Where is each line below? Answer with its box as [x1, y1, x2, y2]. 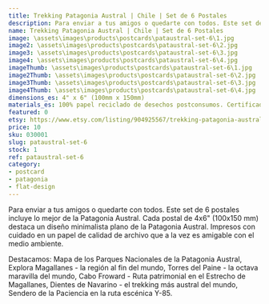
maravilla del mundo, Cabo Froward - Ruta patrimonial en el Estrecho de [8, 271, 246, 281]
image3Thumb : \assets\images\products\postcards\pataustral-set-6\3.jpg [8, 78, 256, 86]
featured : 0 [8, 109, 48, 117]
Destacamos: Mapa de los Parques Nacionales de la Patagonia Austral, [8, 254, 243, 264]
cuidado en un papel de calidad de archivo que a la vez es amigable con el [8, 230, 255, 240]
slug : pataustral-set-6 [8, 138, 88, 146]
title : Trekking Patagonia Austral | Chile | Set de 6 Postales [8, 11, 227, 20]
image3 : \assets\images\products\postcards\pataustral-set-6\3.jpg [8, 49, 239, 57]
